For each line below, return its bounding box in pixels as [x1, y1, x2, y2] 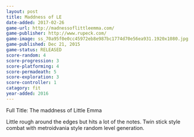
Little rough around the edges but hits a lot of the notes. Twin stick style [6, 118, 181, 125]
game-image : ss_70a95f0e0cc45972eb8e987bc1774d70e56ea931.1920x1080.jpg [6, 36, 189, 42]
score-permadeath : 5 [6, 69, 57, 75]
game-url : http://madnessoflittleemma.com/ [6, 25, 115, 31]
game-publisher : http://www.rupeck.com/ [6, 31, 107, 36]
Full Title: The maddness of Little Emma [6, 106, 102, 113]
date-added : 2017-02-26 [6, 19, 65, 25]
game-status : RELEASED [6, 47, 62, 53]
